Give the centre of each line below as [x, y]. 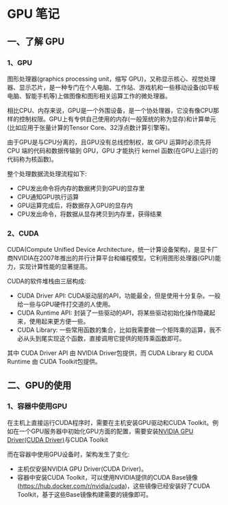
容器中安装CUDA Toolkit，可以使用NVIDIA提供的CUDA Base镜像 [107, 477]
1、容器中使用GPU [37, 406]
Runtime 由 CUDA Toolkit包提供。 [54, 362]
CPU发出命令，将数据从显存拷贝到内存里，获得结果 [89, 213]
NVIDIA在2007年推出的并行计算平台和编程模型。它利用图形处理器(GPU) [114, 258]
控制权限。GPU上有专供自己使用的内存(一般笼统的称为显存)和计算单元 [118, 119]
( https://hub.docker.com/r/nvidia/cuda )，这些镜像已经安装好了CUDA [114, 486]
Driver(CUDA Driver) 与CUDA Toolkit [58, 439]
